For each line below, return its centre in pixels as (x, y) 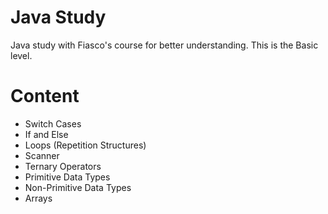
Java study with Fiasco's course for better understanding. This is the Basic (164, 45)
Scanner (42, 155)
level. (21, 55)
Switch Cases (53, 123)
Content (45, 96)
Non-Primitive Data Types (78, 187)
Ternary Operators (63, 166)
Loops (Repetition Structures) (85, 145)
